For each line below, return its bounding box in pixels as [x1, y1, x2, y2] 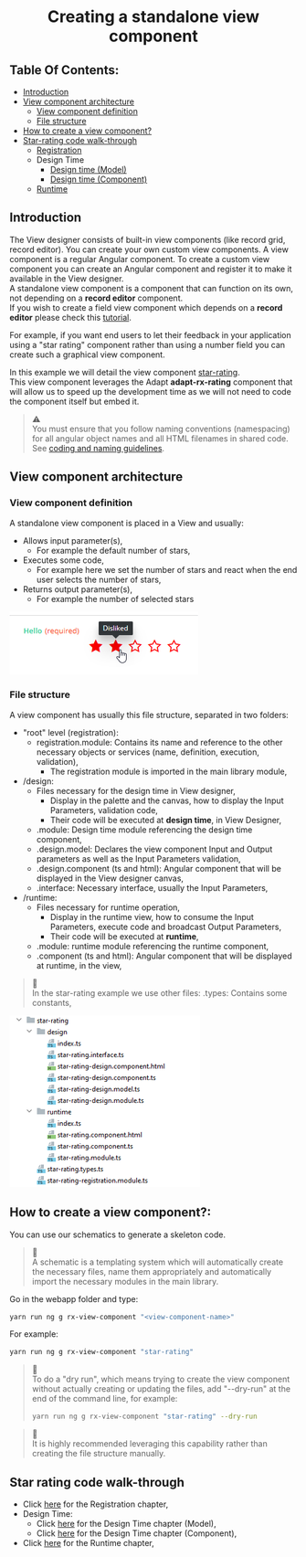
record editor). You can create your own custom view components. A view [9, 244, 290, 255]
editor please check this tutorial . [9, 312, 132, 323]
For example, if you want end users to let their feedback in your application [9, 329, 292, 340]
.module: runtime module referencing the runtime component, [36, 940, 269, 951]
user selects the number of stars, [36, 574, 162, 585]
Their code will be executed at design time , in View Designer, [49, 814, 282, 825]
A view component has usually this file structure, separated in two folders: [9, 709, 290, 720]
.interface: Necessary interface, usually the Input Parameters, [36, 882, 269, 893]
